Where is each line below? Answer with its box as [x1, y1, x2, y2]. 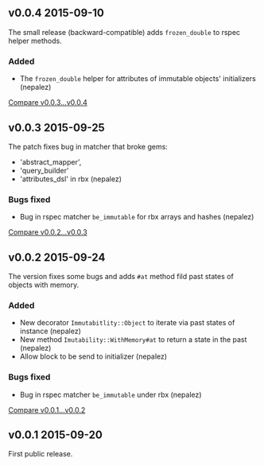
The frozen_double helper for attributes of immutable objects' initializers [19, 74, 256, 83]
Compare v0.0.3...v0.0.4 [8, 98, 87, 107]
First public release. [8, 449, 73, 459]
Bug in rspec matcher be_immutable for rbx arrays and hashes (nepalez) [19, 212, 254, 222]
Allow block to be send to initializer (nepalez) [19, 351, 168, 361]
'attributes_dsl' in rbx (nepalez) [19, 174, 122, 184]
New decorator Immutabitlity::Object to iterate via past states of [19, 318, 235, 328]
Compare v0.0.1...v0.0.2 [8, 405, 86, 414]
